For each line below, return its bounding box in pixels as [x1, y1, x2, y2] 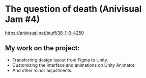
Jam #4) [5, 14, 40, 25]
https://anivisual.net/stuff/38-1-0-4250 [5, 30, 84, 36]
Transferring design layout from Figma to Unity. [12, 57, 109, 63]
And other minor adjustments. [12, 67, 73, 73]
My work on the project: [5, 44, 80, 52]
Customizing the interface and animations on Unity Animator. [12, 62, 136, 68]
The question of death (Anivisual [5, 3, 142, 15]
